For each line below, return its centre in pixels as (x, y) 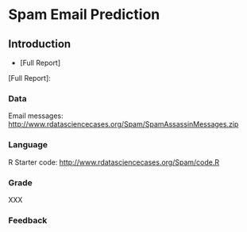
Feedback (28, 220)
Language (28, 145)
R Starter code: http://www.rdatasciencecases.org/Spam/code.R (114, 162)
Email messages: (36, 116)
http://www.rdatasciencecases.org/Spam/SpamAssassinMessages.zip (123, 124)
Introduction (40, 44)
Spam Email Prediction (84, 15)
